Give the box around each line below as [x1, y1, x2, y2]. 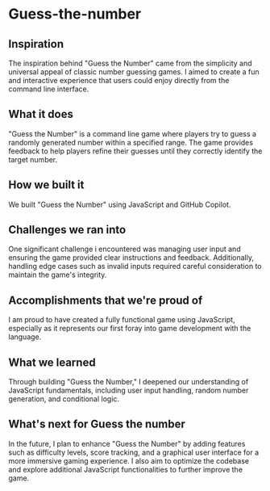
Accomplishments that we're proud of [8, 293, 203, 307]
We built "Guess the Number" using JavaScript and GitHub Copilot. [8, 199, 231, 209]
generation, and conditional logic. [8, 394, 119, 404]
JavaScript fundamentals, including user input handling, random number [8, 385, 249, 396]
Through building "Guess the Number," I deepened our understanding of [8, 377, 249, 387]
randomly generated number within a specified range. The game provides [8, 137, 254, 147]
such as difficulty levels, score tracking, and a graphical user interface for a [8, 447, 260, 457]
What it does [8, 107, 74, 121]
